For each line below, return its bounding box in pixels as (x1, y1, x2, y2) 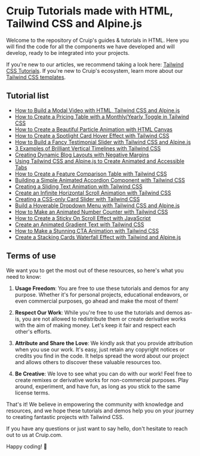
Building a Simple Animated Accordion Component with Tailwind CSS (14, 176, 185, 183)
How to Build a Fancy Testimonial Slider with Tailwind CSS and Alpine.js (14, 138, 191, 146)
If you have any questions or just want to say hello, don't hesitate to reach (6, 425, 188, 432)
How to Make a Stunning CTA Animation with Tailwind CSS (14, 227, 159, 234)
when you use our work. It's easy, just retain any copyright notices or (14, 346, 185, 353)
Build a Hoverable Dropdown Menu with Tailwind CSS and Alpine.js (14, 202, 180, 209)
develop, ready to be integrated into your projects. (6, 49, 130, 56)
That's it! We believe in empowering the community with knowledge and (6, 400, 184, 408)
